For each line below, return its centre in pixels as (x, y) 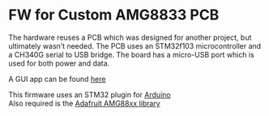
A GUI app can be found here (57, 79)
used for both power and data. (59, 63)
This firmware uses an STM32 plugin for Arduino (90, 94)
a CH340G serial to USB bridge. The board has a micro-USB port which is (132, 54)
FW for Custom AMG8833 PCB (114, 15)
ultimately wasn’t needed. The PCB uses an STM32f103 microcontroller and (135, 45)
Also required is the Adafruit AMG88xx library (84, 103)
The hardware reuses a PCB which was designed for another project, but (130, 37)
